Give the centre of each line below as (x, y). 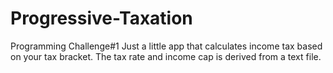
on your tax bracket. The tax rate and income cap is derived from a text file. (166, 56)
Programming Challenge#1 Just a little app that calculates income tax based (166, 46)
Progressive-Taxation (101, 18)
